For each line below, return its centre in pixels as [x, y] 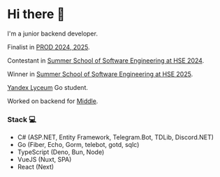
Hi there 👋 [36, 14]
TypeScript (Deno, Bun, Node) [61, 152]
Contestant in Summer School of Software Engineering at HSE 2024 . [106, 60]
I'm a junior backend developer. [52, 33]
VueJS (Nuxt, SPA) [44, 160]
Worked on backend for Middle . [53, 101]
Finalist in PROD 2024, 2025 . [49, 47]
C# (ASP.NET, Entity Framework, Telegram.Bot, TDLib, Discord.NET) [116, 137]
